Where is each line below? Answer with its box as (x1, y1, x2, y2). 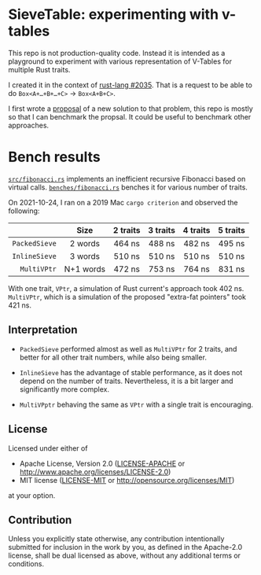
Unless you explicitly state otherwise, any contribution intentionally (8, 534, 225, 544)
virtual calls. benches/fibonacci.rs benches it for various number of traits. (8, 182, 248, 192)
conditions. (8, 559, 45, 569)
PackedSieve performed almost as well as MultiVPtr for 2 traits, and (19, 344, 237, 353)
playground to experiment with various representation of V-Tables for (8, 57, 232, 66)
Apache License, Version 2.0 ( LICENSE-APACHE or (19, 459, 186, 468)
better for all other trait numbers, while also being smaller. (19, 352, 207, 362)
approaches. (8, 120, 50, 130)
